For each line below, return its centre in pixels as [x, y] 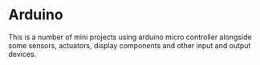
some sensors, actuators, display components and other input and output [130, 45]
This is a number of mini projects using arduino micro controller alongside [130, 37]
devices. [22, 54]
